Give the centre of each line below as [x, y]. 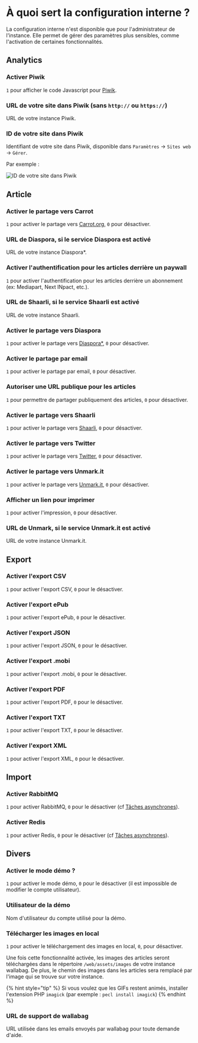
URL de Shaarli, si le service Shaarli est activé [73, 302]
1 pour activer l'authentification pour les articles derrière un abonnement [95, 281]
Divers [18, 854]
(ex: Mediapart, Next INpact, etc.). [48, 286]
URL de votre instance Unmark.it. [46, 541]
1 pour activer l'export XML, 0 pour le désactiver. [65, 758]
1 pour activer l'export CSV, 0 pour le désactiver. [65, 589]
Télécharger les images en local [53, 933]
